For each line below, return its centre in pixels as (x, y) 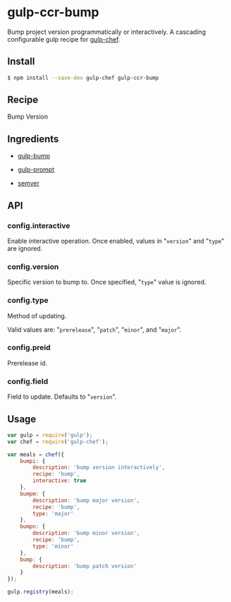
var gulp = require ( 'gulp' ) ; (50, 435)
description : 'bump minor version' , (86, 534)
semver (29, 183)
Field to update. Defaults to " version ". (62, 397)
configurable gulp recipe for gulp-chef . (64, 39)
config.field (28, 381)
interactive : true (60, 481)
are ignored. (25, 248)
